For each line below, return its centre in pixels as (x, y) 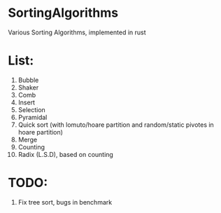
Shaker (28, 87)
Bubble (28, 80)
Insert (27, 102)
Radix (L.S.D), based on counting (66, 154)
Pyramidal (33, 117)
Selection (32, 109)
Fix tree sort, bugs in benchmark (65, 202)
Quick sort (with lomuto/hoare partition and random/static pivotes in (116, 125)
